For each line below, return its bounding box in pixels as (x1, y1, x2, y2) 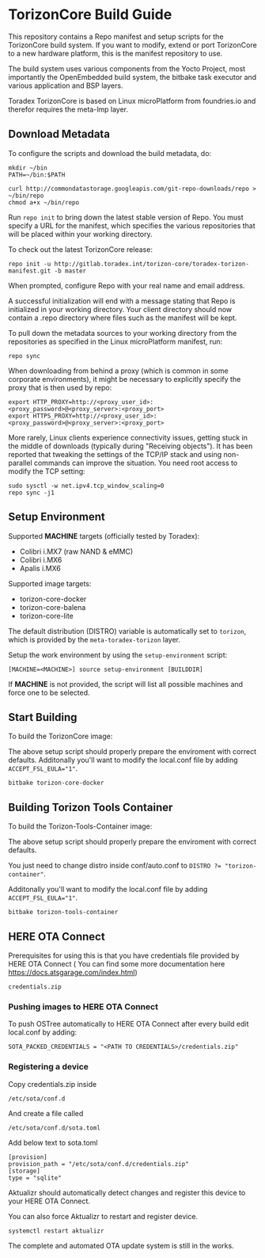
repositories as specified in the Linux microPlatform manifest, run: (8, 337, 223, 346)
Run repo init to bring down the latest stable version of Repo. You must (8, 212, 244, 222)
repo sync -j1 (8, 489, 55, 497)
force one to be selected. (8, 688, 90, 697)
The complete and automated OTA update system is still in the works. (8, 1241, 235, 1250)
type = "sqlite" (8, 1174, 62, 1182)
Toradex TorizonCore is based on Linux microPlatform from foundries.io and (8, 96, 256, 105)
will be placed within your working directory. (8, 229, 153, 238)
